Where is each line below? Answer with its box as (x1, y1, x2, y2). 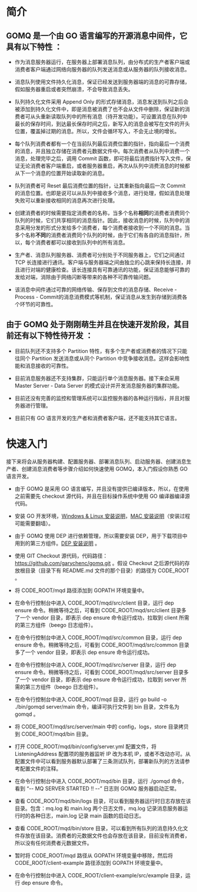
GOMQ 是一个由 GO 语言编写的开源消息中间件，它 (6, 31, 188, 41)
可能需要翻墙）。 (14, 520, 54, 527)
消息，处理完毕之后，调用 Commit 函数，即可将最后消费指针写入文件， (14, 155, 186, 162)
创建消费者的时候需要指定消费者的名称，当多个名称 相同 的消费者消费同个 (14, 210, 190, 216)
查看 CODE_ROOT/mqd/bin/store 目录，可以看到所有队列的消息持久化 (14, 824, 183, 831)
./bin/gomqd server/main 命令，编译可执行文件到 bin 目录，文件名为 (14, 703, 179, 710)
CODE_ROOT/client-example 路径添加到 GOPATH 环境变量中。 (14, 859, 166, 866)
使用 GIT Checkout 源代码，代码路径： (14, 552, 108, 559)
